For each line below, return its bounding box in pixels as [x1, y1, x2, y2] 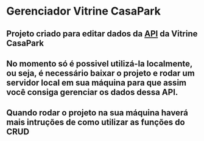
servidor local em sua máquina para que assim [6, 77, 187, 88]
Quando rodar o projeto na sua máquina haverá [6, 108, 189, 118]
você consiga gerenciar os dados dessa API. [6, 87, 178, 97]
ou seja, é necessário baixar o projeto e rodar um [6, 68, 195, 78]
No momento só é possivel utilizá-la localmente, [6, 58, 193, 69]
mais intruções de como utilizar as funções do [6, 117, 185, 128]
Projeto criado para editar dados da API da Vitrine [6, 29, 198, 39]
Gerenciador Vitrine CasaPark [6, 4, 161, 18]
